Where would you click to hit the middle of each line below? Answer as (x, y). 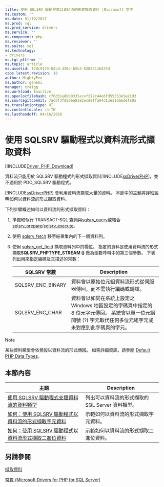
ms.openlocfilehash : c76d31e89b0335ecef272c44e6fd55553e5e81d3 (71, 96)
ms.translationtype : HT (29, 105)
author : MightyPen (24, 78)
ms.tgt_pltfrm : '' (24, 60)
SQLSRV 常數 (41, 272)
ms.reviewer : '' (21, 42)
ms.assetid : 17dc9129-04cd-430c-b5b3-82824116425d (58, 69)
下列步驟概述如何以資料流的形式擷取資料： (48, 209)
